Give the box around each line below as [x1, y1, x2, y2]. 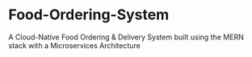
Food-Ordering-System [8, 6, 170, 24]
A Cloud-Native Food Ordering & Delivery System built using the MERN [8, 32, 244, 42]
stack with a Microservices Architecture [8, 40, 141, 50]
